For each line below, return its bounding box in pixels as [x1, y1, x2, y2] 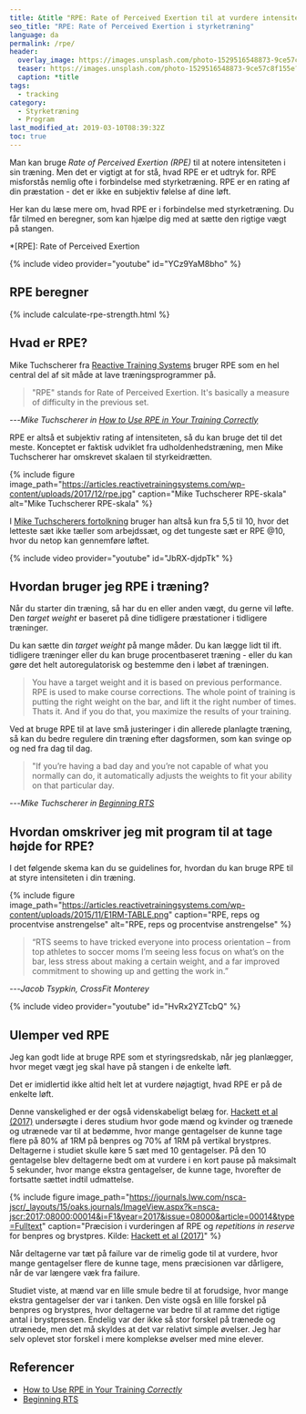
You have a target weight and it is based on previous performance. [31, 677, 282, 688]
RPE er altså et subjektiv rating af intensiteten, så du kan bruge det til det [9, 432, 282, 443]
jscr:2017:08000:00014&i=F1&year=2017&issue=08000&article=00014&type [9, 1211, 295, 1222]
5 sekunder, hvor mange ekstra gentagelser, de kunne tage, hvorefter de [9, 1163, 281, 1175]
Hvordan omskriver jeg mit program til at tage [9, 824, 273, 839]
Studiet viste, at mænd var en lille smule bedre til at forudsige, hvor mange [9, 1285, 289, 1296]
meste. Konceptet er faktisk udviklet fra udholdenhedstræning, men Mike [9, 441, 284, 452]
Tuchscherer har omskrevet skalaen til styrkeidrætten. [9, 451, 212, 462]
